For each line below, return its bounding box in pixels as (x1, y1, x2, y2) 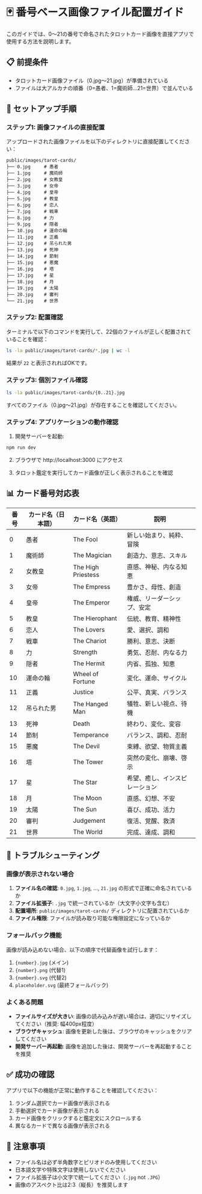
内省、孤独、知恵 (127, 659, 176, 668)
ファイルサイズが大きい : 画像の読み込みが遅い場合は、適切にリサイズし (14, 1013, 192, 1020)
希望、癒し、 (127, 774, 164, 782)
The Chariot (73, 636, 107, 645)
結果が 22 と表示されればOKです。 (6, 359, 90, 366)
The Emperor (73, 598, 110, 606)
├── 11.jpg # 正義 (6, 234, 59, 241)
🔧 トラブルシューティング (6, 851, 100, 861)
